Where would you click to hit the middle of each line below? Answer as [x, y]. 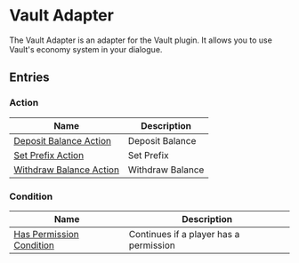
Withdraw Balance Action [67, 170]
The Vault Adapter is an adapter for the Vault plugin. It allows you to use [141, 40]
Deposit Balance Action [62, 140]
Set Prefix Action [49, 155]
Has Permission [47, 234]
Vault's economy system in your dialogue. [86, 49]
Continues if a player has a [184, 234]
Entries [30, 78]
